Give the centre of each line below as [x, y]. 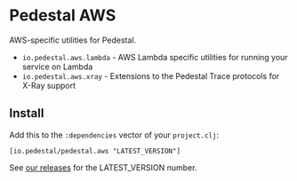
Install [27, 113]
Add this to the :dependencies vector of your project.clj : [114, 135]
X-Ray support [48, 85]
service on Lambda [57, 67]
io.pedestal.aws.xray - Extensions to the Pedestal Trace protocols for [151, 75]
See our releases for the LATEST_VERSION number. [103, 167]
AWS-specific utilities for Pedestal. [73, 40]
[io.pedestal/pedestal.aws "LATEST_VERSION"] [95, 151]
